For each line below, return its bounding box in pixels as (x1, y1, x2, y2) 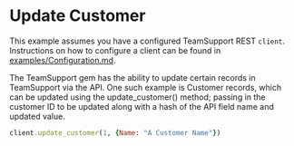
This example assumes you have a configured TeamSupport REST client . (9, 35, 286, 46)
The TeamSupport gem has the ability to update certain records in (9, 72, 256, 83)
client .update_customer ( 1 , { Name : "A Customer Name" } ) (9, 128, 221, 137)
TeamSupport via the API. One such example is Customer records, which (9, 82, 282, 92)
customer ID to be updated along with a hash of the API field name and (9, 101, 275, 112)
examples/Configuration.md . (9, 54, 116, 65)
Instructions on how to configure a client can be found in (9, 44, 221, 55)
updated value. (9, 111, 65, 122)
